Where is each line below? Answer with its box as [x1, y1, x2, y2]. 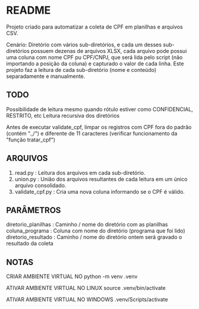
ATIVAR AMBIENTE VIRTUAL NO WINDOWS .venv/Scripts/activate [6, 296, 168, 303]
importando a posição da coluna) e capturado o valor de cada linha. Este [6, 60, 184, 67]
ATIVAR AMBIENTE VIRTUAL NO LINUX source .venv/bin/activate [6, 285, 166, 292]
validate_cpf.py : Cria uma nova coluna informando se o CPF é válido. [14, 188, 185, 195]
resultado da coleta [6, 240, 53, 247]
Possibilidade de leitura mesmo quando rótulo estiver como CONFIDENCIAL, [6, 105, 193, 113]
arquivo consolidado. [14, 182, 67, 189]
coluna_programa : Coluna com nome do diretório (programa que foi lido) [6, 227, 185, 235]
